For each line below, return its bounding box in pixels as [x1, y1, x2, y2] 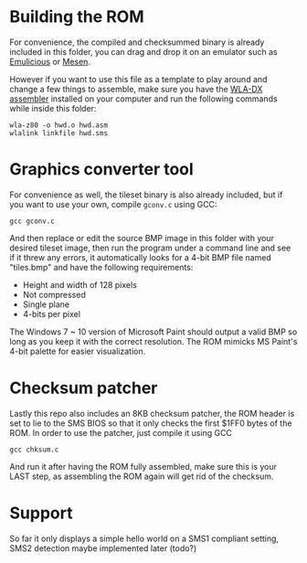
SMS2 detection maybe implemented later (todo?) [9, 542, 197, 554]
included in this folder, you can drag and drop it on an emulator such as [9, 46, 278, 57]
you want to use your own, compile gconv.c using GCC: [9, 198, 217, 209]
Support [9, 503, 73, 523]
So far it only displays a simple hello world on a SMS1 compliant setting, [9, 533, 280, 544]
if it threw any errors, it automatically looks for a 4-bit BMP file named [9, 251, 271, 262]
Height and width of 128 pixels [22, 279, 137, 290]
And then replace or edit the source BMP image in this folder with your [9, 232, 274, 243]
